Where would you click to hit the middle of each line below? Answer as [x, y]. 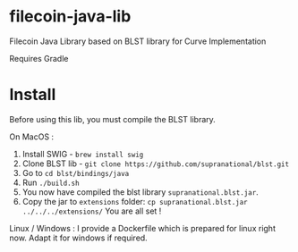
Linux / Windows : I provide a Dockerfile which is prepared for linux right [142, 228]
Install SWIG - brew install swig [83, 154]
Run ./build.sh [51, 182]
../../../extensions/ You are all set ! [92, 211]
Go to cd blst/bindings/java [76, 172]
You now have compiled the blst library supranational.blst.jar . [140, 192]
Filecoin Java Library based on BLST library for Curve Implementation [138, 41]
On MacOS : [32, 137]
